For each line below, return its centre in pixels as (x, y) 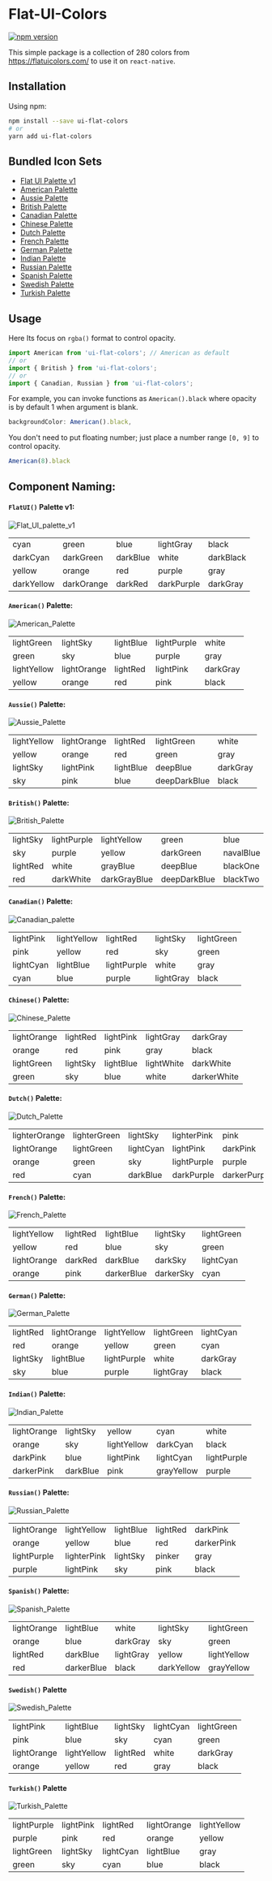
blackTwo (241, 879)
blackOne (241, 866)
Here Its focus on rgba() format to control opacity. (92, 338)
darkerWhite (215, 1076)
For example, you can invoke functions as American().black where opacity (132, 399)
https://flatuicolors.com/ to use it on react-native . (92, 61)
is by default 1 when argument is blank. (74, 408)
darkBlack (227, 557)
